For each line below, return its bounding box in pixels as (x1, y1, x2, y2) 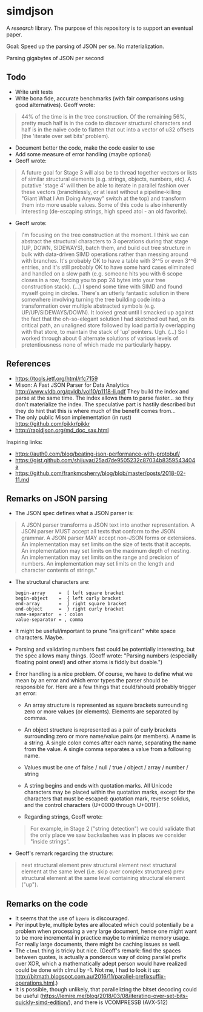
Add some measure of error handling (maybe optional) (15, 150, 151, 158)
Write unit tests (15, 88, 53, 95)
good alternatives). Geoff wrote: (15, 101, 95, 108)
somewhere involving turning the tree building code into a (21, 296, 165, 303)
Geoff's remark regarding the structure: (15, 850, 114, 857)
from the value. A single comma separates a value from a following (24, 746, 191, 753)
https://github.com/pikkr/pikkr (15, 420, 90, 427)
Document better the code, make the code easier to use (15, 144, 155, 151)
